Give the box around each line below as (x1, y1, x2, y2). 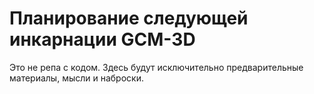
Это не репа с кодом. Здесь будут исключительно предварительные (9, 61, 304, 73)
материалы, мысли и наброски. (9, 72, 144, 84)
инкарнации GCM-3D (9, 28, 196, 51)
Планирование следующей (9, 7, 249, 30)
